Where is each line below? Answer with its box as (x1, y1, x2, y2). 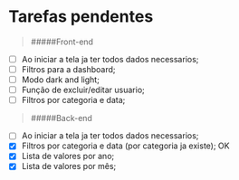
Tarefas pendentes (8, 6, 154, 27)
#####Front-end (30, 36, 94, 47)
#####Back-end (30, 113, 92, 124)
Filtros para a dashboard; (21, 64, 116, 74)
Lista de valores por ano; (21, 151, 115, 162)
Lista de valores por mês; (21, 161, 117, 172)
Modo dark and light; (21, 74, 100, 85)
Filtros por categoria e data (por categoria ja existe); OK (21, 140, 230, 151)
